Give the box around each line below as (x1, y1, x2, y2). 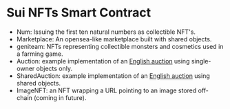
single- (191, 57, 211, 65)
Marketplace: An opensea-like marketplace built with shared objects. (16, 34, 212, 43)
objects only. (36, 64, 73, 72)
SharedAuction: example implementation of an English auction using (16, 71, 211, 80)
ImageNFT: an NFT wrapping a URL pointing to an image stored (16, 86, 197, 95)
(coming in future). (33, 93, 87, 101)
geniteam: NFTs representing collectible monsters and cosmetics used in (16, 42, 224, 50)
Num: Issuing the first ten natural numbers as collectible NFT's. (16, 28, 196, 36)
